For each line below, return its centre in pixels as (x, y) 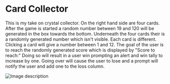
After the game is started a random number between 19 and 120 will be (80, 28)
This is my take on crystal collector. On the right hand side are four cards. (82, 23)
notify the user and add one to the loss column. (55, 66)
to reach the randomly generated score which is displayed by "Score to (80, 50)
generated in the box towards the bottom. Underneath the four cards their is (85, 34)
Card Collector (37, 9)
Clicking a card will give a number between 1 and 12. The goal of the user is (84, 44)
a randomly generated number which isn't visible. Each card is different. (81, 39)
